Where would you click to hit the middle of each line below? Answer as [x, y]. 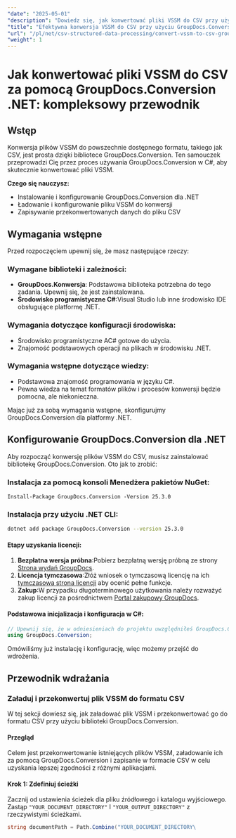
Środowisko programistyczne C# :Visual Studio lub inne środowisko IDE [122, 299]
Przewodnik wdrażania [59, 678]
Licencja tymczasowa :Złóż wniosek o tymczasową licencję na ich [113, 575]
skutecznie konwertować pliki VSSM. [61, 170]
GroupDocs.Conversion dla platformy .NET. [70, 417]
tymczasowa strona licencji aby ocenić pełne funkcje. [95, 583]
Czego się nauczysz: [38, 183]
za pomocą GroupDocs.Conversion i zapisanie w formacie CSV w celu [109, 761]
